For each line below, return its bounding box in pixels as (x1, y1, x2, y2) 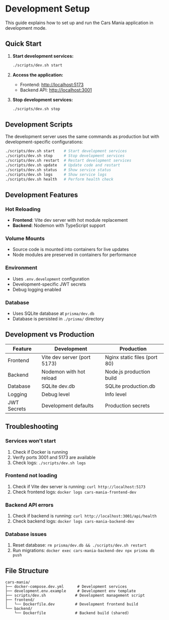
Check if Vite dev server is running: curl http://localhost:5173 (12, 483, 146, 489)
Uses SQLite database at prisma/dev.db (12, 310, 95, 317)
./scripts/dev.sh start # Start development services (5, 149, 127, 154)
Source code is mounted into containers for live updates (12, 246, 129, 252)
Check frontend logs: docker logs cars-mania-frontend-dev (12, 489, 137, 495)
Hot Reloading (5, 206, 41, 213)
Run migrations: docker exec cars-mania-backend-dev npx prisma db (12, 548, 155, 554)
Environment (5, 264, 38, 272)
